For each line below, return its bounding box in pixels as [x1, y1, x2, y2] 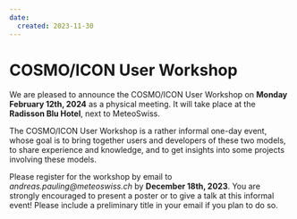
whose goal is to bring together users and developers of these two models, [9, 135, 286, 146]
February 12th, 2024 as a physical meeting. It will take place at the [9, 99, 257, 110]
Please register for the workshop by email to [9, 172, 173, 182]
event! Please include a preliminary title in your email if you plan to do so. [9, 200, 279, 211]
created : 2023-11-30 [17, 21, 94, 30]
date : [9, 13, 30, 22]
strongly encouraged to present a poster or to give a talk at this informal [9, 190, 275, 201]
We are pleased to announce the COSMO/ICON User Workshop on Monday [9, 89, 288, 100]
